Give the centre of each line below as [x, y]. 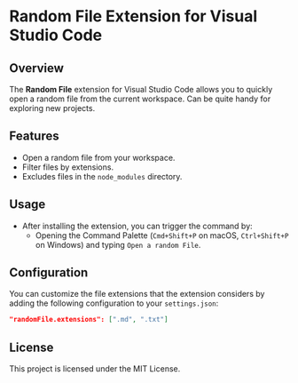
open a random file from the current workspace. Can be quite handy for [140, 99]
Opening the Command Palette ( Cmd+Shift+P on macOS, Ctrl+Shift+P [162, 235]
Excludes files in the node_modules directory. [102, 176]
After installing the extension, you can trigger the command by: [137, 226]
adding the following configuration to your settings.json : [114, 303]
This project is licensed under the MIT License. [95, 369]
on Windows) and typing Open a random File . [118, 244]
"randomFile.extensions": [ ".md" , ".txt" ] [89, 320]
